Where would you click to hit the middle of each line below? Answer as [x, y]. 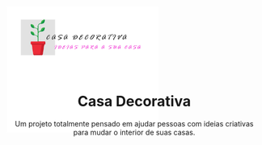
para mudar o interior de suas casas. [134, 132]
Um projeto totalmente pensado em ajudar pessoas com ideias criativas [134, 123]
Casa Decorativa [134, 101]
